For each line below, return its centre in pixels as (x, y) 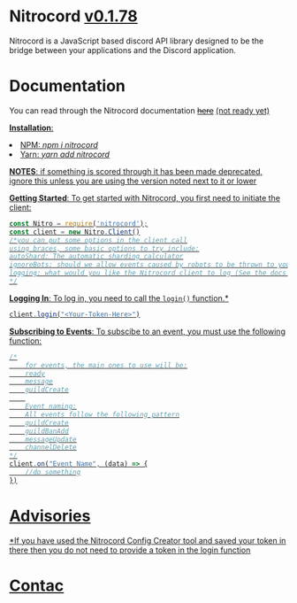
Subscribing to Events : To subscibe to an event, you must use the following (147, 331)
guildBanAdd (47, 431)
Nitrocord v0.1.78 (74, 16)
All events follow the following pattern (102, 414)
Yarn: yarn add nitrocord (65, 154)
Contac (37, 585)
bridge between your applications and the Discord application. (122, 50)
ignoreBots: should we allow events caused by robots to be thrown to (142, 265)
